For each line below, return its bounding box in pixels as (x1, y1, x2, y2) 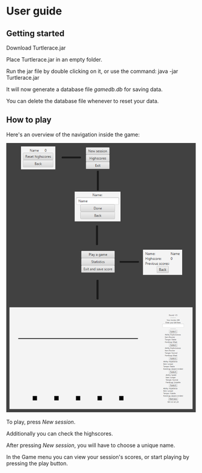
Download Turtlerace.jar (6, 44, 66, 51)
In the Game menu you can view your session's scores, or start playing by (6, 454, 189, 460)
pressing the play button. (6, 460, 68, 467)
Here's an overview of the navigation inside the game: (6, 131, 140, 138)
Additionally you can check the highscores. (6, 430, 113, 437)
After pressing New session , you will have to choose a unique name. (6, 442, 176, 449)
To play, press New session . (6, 418, 76, 425)
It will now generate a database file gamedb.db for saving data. (6, 86, 163, 93)
